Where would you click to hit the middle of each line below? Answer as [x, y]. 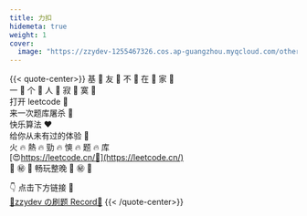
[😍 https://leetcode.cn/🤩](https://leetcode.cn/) [97, 158]
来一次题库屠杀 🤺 [42, 113]
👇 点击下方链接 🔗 [42, 188]
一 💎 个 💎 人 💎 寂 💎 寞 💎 [53, 90]
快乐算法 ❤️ [31, 125]
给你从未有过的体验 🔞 [49, 136]
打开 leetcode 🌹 [39, 102]
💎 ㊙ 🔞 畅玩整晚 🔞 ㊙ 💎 [51, 169]
